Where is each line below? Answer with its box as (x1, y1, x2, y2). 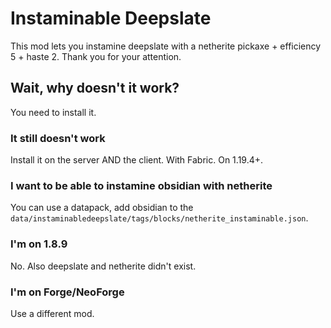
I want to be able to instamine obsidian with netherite (10, 178, 273, 192)
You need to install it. (10, 106, 97, 118)
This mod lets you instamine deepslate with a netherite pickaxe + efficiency (10, 40, 322, 52)
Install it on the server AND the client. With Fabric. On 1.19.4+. (10, 154, 264, 166)
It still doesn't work (10, 131, 106, 145)
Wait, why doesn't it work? (10, 80, 180, 97)
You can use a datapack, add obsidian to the (10, 202, 194, 214)
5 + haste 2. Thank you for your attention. (10, 50, 182, 62)
